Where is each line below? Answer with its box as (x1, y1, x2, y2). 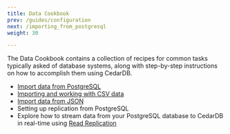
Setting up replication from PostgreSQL (17, 104, 129, 113)
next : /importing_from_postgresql (7, 23, 107, 30)
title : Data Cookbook (7, 10, 70, 17)
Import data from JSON (17, 97, 84, 106)
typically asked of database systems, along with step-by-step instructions (7, 61, 218, 70)
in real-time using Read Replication (17, 119, 117, 128)
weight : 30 (7, 29, 39, 37)
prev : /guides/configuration (7, 17, 91, 23)
